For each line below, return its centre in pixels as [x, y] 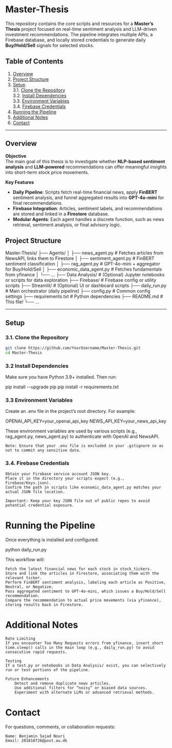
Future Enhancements [27, 679]
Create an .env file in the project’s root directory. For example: [70, 411]
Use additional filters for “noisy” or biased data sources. [81, 688]
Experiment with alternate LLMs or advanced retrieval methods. [84, 692]
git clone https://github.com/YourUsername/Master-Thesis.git [73, 348]
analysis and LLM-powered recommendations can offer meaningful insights [86, 167]
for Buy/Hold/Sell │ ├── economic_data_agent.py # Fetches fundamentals [84, 269]
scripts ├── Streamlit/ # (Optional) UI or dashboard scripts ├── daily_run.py [86, 285]
